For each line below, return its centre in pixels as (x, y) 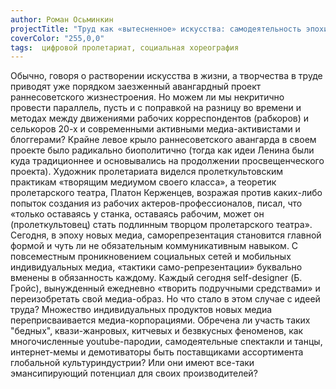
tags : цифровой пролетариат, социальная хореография (125, 47)
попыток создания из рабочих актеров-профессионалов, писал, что (156, 203)
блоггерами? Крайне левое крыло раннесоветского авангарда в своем (163, 140)
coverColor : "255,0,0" (57, 38)
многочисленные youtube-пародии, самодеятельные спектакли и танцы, (166, 342)
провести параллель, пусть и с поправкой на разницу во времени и (156, 108)
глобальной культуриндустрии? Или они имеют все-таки (132, 363)
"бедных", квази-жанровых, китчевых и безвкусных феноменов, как (157, 331)
